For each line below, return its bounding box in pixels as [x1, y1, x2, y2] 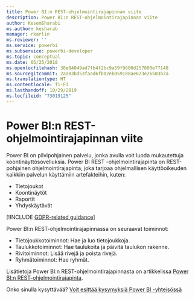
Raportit [14, 195, 35, 203]
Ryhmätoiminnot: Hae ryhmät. [14, 256, 89, 263]
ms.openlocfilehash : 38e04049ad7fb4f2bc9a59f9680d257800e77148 [6, 65, 169, 71]
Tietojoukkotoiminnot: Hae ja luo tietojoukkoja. [14, 236, 130, 244]
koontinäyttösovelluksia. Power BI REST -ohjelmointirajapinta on [6, 158, 165, 165]
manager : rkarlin [6, 31, 50, 37]
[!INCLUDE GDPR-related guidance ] [6, 213, 95, 221]
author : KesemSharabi [6, 20, 61, 26]
